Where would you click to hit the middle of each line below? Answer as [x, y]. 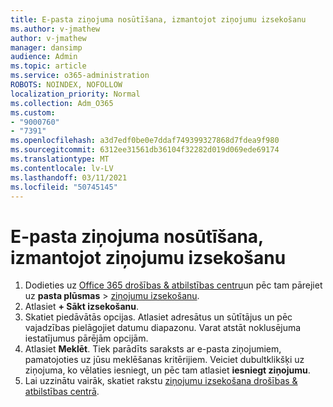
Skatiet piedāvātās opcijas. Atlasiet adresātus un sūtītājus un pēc [158, 317]
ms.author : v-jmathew [55, 29]
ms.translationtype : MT [60, 159]
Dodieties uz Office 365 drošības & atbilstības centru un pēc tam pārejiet [173, 285]
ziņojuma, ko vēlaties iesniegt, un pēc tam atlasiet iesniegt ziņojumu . [167, 370]
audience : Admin [44, 57]
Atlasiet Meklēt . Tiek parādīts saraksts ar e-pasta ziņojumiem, [153, 349]
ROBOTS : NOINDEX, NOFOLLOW [66, 85]
